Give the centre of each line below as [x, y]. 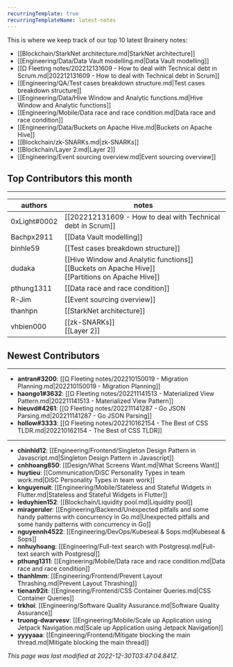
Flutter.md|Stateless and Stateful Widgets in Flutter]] [92, 495]
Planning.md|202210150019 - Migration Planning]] [89, 386]
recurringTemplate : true [43, 14]
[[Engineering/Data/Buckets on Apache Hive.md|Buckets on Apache [115, 127]
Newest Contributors [54, 355]
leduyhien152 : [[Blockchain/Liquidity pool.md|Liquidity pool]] [105, 502]
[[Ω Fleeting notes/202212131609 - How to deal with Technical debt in [117, 68]
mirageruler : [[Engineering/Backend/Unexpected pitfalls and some [113, 510]
